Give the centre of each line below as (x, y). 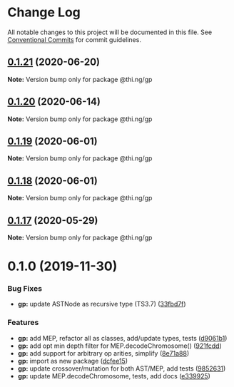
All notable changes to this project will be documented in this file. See (110, 32)
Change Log (44, 12)
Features (23, 323)
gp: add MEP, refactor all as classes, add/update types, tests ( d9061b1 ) (122, 338)
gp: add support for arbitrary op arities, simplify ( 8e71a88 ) (103, 353)
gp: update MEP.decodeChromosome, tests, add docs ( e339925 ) (114, 376)
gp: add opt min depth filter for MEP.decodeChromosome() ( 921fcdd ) (120, 346)
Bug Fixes (25, 289)
